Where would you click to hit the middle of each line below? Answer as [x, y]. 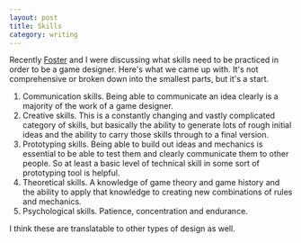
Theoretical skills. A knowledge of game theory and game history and [151, 183]
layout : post [34, 18]
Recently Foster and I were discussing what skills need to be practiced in [144, 60]
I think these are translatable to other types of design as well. [122, 229]
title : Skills [36, 26]
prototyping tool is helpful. [71, 173]
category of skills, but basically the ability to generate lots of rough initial [157, 125]
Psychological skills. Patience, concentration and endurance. [135, 211]
